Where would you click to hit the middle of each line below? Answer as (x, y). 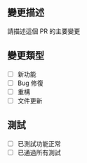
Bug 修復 (30, 83)
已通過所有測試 (39, 152)
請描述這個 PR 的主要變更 (44, 31)
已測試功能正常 (39, 143)
